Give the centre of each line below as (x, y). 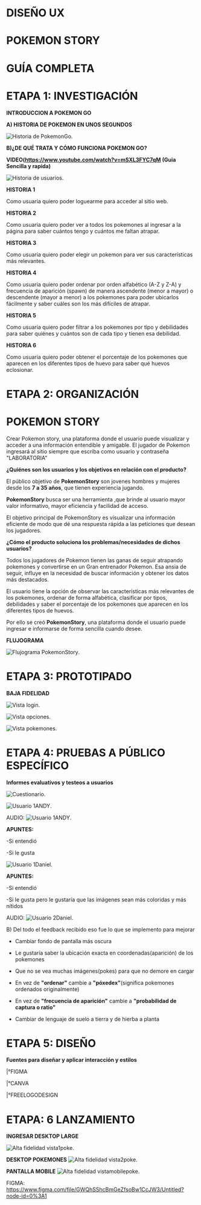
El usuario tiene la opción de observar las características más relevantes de (100, 591)
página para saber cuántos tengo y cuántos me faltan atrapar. (83, 231)
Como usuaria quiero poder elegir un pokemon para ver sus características (100, 255)
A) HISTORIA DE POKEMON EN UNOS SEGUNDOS (69, 125)
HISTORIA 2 (21, 213)
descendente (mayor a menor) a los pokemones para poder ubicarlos (93, 297)
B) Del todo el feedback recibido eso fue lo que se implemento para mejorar (101, 929)
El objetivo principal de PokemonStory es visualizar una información (91, 518)
